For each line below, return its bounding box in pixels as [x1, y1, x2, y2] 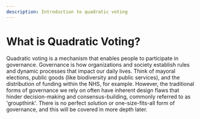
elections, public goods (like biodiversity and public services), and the [6, 73, 180, 81]
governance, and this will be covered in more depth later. [6, 106, 148, 113]
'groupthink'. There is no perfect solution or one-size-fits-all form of [6, 99, 175, 106]
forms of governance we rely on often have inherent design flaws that [6, 87, 180, 94]
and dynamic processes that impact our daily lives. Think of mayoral [6, 67, 176, 75]
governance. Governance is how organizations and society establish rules [6, 61, 190, 68]
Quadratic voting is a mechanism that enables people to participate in [6, 55, 179, 62]
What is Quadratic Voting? [6, 34, 140, 48]
